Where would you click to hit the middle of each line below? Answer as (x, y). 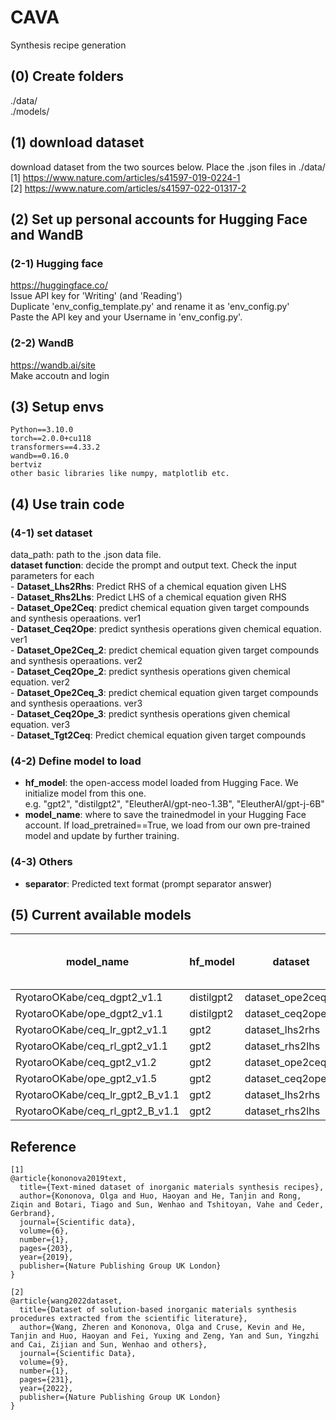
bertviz (26, 465)
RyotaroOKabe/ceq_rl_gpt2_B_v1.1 (97, 1111)
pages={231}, (46, 1380)
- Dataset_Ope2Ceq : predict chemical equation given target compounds (160, 608)
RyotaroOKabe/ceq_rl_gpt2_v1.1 (91, 1046)
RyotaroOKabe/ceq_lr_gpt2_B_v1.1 (97, 1095)
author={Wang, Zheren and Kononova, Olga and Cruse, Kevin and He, (163, 1327)
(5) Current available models (101, 915)
